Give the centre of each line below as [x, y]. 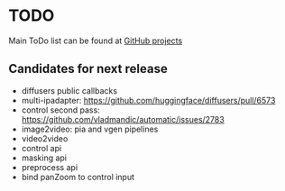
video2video [45, 138]
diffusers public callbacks [69, 90]
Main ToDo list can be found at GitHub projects [96, 41]
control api [41, 148]
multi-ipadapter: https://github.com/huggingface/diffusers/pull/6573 [148, 100]
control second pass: [60, 110]
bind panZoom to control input [78, 177]
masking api [44, 158]
